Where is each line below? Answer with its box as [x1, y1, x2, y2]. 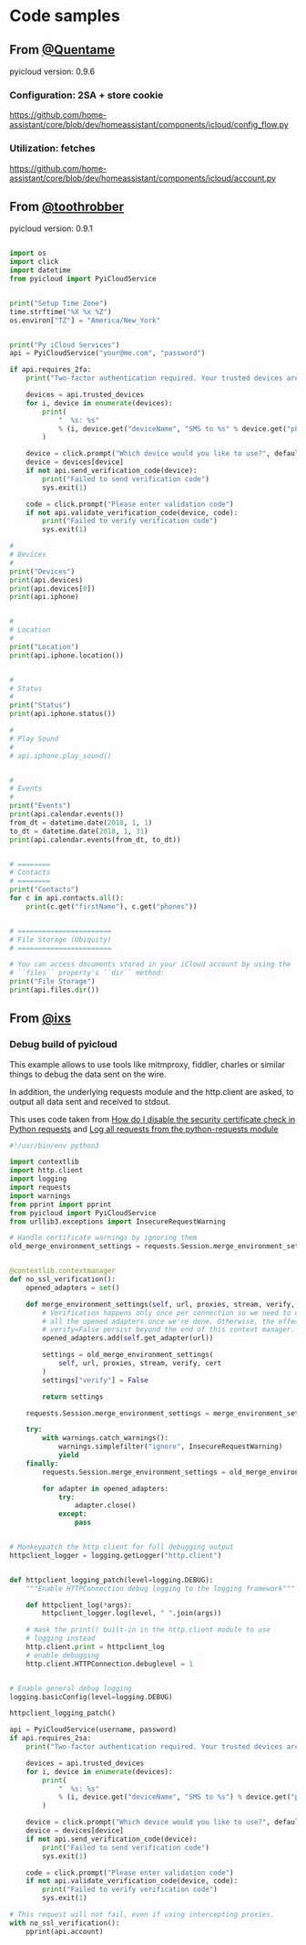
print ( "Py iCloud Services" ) [9, 340, 120, 350]
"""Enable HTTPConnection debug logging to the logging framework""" [25, 1583, 296, 1593]
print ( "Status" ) [9, 700, 71, 710]
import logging [9, 1174, 67, 1183]
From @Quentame [9, 42, 116, 58]
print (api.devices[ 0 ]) [9, 583, 96, 594]
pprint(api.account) [25, 1927, 104, 1936]
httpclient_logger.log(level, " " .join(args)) [42, 1609, 222, 1618]
